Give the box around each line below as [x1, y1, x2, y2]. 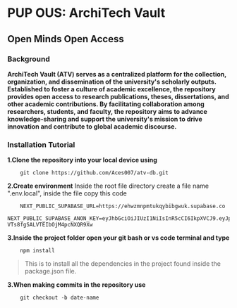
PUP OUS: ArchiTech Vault [7, 5, 166, 21]
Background [7, 54, 51, 64]
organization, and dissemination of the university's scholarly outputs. [7, 77, 217, 86]
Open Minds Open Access [7, 33, 125, 45]
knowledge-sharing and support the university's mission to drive [7, 115, 202, 123]
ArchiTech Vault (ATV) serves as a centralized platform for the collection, [7, 70, 227, 78]
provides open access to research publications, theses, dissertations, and [7, 92, 229, 101]
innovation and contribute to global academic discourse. [7, 122, 177, 131]
